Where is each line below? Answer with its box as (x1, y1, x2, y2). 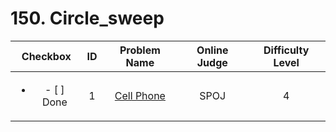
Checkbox (21, 49, 72, 63)
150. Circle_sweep (10, 7, 165, 30)
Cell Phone (114, 88, 166, 102)
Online (196, 43, 229, 57)
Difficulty (263, 43, 310, 57)
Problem (119, 43, 161, 57)
